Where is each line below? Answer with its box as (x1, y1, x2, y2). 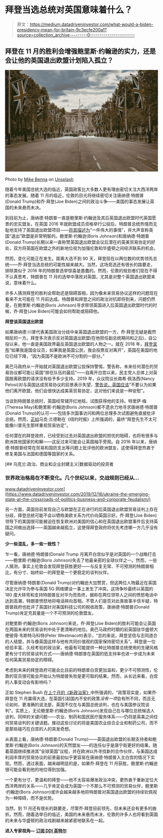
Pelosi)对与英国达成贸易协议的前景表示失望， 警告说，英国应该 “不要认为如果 (5, 382, 157, 388)
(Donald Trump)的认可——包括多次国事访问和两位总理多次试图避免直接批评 (5, 411, 156, 416)
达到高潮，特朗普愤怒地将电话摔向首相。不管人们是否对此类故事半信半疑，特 (5, 598, 158, 604)
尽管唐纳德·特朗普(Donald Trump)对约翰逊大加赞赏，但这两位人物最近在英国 (5, 579, 157, 585)
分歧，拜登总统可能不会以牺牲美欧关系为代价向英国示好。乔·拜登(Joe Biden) (5, 512, 157, 518)
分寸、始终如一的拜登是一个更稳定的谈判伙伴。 (17, 569, 112, 575)
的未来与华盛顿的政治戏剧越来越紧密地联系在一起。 (5, 817, 107, 823)
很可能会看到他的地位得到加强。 (5, 766, 69, 772)
